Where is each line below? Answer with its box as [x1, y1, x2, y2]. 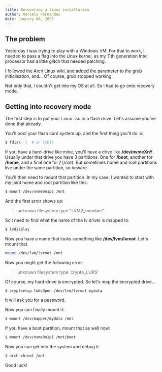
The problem [5, 35, 45, 43]
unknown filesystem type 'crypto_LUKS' [17, 269, 99, 275]
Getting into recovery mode [5, 102, 91, 111]
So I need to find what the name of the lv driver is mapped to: [5, 217, 130, 223]
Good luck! [5, 362, 28, 368]
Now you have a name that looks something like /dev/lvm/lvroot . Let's [5, 235, 149, 241]
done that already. [5, 121, 42, 127]
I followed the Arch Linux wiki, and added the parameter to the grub [5, 68, 142, 74]
